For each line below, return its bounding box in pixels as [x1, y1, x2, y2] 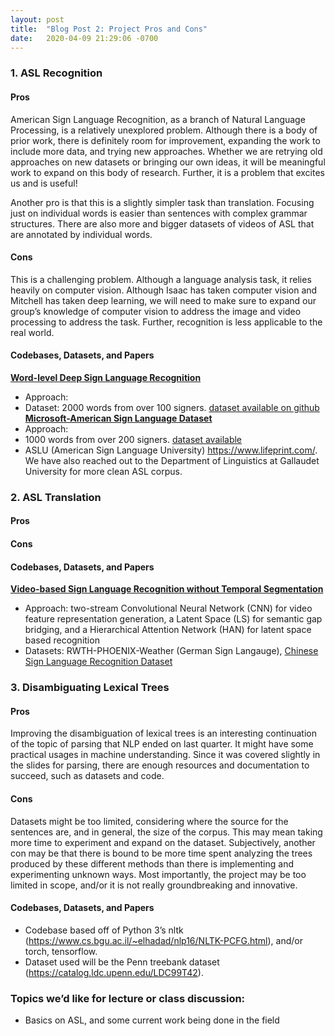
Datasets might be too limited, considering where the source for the [10, 815, 289, 827]
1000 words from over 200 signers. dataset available [24, 433, 243, 445]
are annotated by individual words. [10, 228, 153, 240]
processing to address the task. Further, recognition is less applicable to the [10, 316, 323, 328]
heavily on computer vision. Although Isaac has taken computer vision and [10, 284, 318, 296]
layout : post [10, 14, 65, 25]
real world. [10, 326, 55, 338]
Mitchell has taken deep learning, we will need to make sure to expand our [10, 294, 317, 306]
